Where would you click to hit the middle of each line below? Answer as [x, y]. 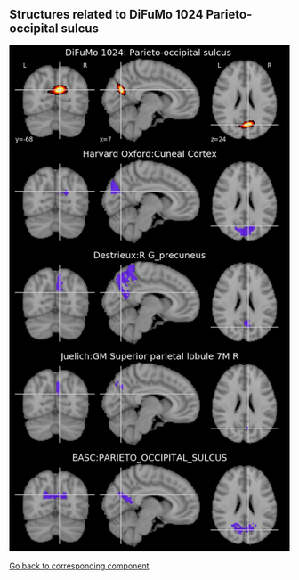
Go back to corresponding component [79, 566]
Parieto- [229, 15]
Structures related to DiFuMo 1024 [106, 15]
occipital [34, 29]
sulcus [80, 29]
